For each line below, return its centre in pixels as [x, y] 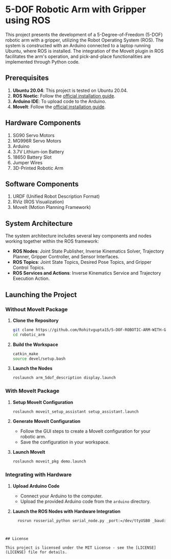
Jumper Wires [28, 162]
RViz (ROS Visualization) [38, 202]
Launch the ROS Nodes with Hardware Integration [67, 511]
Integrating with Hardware [39, 475]
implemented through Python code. [43, 62]
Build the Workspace [35, 344]
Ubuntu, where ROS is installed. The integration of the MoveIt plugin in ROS [84, 51]
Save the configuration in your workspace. [65, 442]
